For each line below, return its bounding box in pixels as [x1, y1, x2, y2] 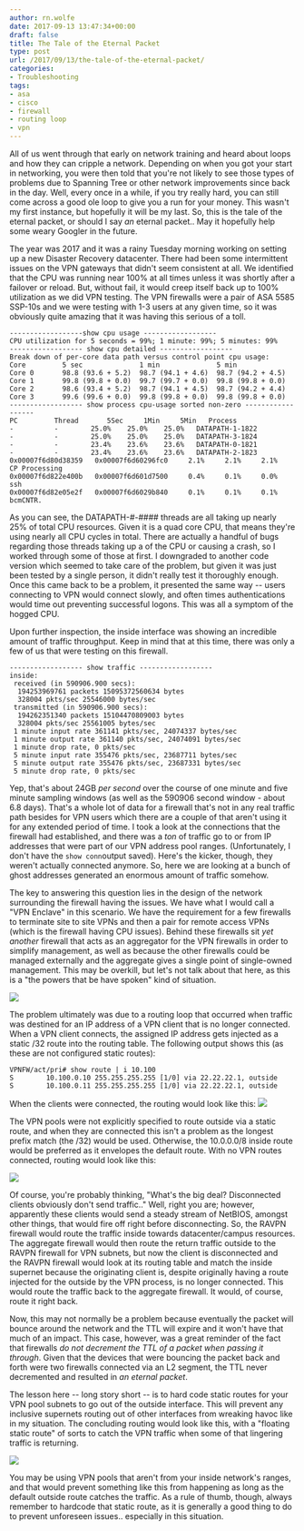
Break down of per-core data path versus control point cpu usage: [9, 352, 270, 361]
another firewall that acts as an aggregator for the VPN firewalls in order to [9, 936, 289, 947]
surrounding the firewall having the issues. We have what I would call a [9, 897, 275, 907]
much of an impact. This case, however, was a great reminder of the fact [9, 1333, 281, 1343]
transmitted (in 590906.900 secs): [13, 703, 148, 712]
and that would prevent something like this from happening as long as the [9, 1482, 284, 1493]
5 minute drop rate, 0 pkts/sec [13, 766, 136, 776]
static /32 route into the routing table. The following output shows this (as [9, 1039, 284, 1049]
